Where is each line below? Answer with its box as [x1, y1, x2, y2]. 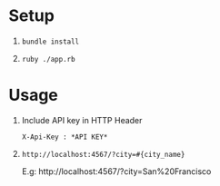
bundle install [21, 37, 80, 46]
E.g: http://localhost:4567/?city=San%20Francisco [21, 165, 212, 177]
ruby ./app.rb [21, 54, 75, 64]
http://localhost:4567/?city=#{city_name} [21, 150, 185, 159]
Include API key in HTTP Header [21, 114, 143, 125]
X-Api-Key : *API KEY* [21, 132, 108, 142]
